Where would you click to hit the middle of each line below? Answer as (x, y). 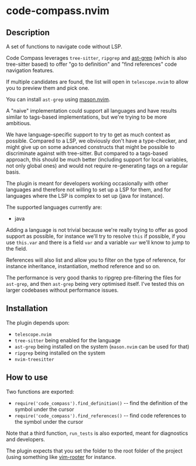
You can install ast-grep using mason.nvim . (58, 99)
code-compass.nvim (58, 11)
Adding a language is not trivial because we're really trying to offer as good (97, 230)
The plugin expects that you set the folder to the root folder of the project (94, 451)
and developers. (26, 439)
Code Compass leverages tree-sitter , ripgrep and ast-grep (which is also (97, 58)
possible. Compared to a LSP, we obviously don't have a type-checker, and (97, 141)
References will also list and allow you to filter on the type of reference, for (96, 260)
